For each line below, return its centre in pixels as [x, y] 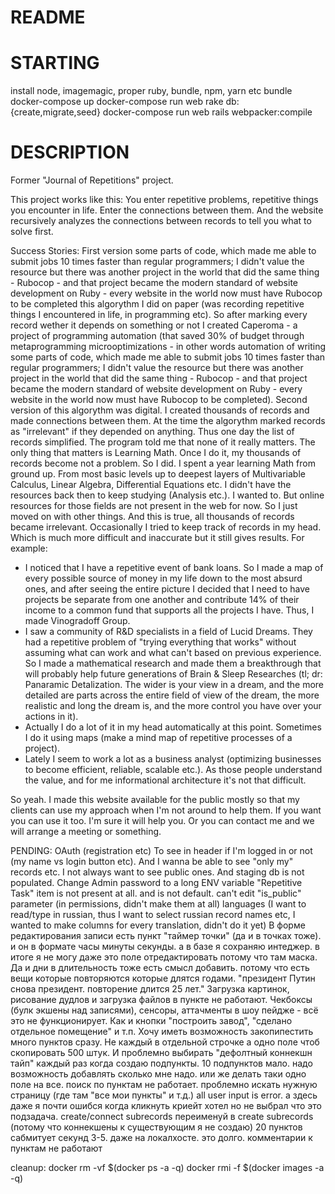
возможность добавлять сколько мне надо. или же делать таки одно [158, 1074]
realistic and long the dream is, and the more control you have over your [173, 706]
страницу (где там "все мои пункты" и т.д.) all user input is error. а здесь [164, 1095]
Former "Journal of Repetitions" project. [92, 180]
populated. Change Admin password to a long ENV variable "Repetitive [156, 883]
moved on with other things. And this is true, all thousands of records [152, 517]
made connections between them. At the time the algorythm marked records [168, 421]
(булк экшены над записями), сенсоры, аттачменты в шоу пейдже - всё [164, 1010]
